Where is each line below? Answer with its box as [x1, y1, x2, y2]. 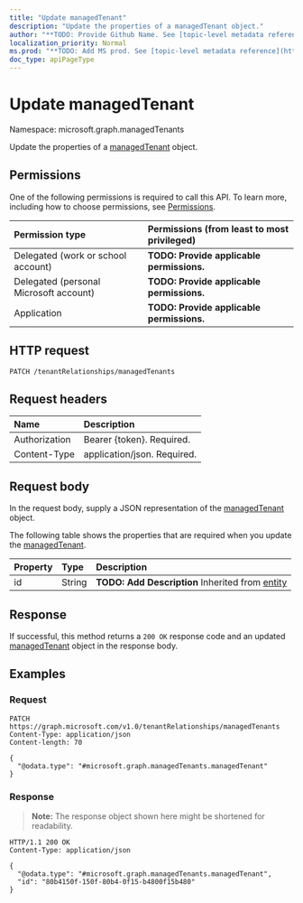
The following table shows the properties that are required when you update [9, 530, 292, 541]
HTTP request [9, 343, 90, 358]
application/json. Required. [83, 448, 197, 461]
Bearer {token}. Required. [83, 433, 191, 446]
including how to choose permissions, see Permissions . [9, 200, 216, 212]
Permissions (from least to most [147, 222, 289, 235]
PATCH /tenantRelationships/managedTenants [9, 367, 176, 376]
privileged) [147, 234, 197, 247]
